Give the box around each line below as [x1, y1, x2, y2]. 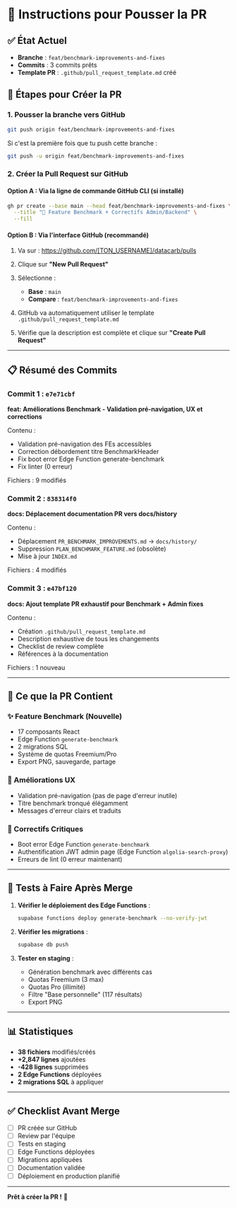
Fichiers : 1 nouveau [7, 663, 66, 672]
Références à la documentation [17, 650, 109, 658]
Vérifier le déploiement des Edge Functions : [17, 901, 150, 909]
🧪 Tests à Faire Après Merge [7, 882, 133, 894]
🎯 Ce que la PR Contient [7, 691, 113, 703]
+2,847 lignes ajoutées [17, 1055, 86, 1064]
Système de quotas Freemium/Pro [17, 750, 117, 758]
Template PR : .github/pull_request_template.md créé [17, 69, 177, 76]
